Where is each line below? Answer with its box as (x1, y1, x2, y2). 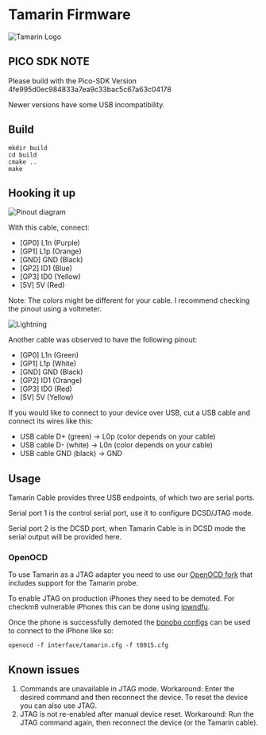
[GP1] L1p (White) (19, 359, 77, 369)
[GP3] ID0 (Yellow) (19, 272, 81, 281)
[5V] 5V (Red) (19, 280, 65, 290)
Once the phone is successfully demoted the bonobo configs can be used (8, 617, 251, 627)
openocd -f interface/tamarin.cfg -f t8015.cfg (8, 641, 169, 649)
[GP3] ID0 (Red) (19, 384, 73, 394)
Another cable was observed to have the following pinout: (8, 335, 198, 345)
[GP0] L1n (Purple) (19, 238, 81, 248)
